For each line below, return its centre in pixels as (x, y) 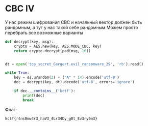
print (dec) (34, 95)
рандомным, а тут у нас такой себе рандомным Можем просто (72, 27)
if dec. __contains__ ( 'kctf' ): (45, 91)
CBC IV (20, 9)
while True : (17, 73)
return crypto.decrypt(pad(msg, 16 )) (52, 51)
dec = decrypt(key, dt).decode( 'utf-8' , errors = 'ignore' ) (74, 82)
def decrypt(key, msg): (29, 42)
